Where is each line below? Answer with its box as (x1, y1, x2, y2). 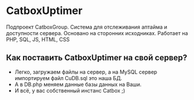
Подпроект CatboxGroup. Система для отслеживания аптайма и (6, 23, 168, 30)
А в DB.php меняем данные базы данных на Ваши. (14, 81, 142, 88)
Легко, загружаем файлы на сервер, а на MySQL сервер (14, 68, 158, 75)
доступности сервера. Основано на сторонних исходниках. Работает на (6, 29, 188, 36)
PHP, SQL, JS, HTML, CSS (6, 36, 70, 43)
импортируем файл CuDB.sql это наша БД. (14, 74, 122, 81)
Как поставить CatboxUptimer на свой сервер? (6, 53, 188, 63)
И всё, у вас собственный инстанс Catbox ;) (14, 87, 125, 94)
